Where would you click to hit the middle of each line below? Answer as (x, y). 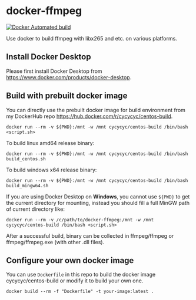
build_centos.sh (26, 159)
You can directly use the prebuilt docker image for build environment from (96, 110)
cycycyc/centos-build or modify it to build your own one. (75, 281)
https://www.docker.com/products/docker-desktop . (69, 77)
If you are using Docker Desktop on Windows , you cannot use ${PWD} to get (98, 196)
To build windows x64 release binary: (52, 170)
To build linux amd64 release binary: (50, 143)
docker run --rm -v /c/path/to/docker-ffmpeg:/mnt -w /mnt (80, 220)
